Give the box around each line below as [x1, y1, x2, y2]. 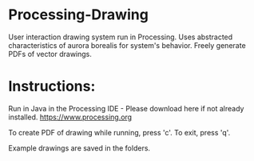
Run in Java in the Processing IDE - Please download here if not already [8, 103, 244, 113]
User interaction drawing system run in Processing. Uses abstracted [8, 32, 233, 42]
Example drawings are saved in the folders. [8, 143, 150, 153]
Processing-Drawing [8, 6, 149, 24]
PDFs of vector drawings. [8, 49, 92, 58]
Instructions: [8, 78, 96, 95]
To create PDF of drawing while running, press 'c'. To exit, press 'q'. [8, 127, 231, 137]
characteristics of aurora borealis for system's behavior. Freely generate [8, 40, 246, 50]
